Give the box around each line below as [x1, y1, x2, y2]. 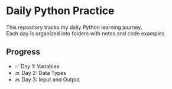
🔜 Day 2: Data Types [14, 69, 67, 76]
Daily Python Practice [6, 4, 115, 18]
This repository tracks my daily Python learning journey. [6, 24, 142, 31]
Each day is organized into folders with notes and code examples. [6, 29, 167, 37]
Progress [6, 47, 40, 57]
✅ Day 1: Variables [14, 62, 60, 70]
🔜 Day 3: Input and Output [14, 75, 80, 83]
